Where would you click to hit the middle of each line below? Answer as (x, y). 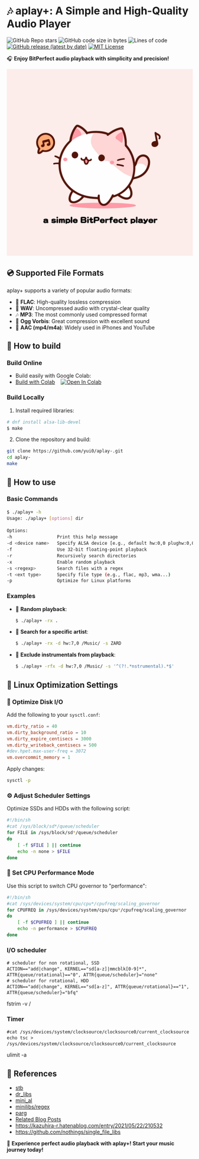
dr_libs (23, 1094)
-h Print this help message (62, 537)
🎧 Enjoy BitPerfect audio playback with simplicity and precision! (88, 58)
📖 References (32, 1073)
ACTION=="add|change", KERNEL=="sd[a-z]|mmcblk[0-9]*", (77, 969)
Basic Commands (32, 499)
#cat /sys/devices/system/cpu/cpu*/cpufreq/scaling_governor (84, 903)
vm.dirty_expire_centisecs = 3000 (49, 739)
